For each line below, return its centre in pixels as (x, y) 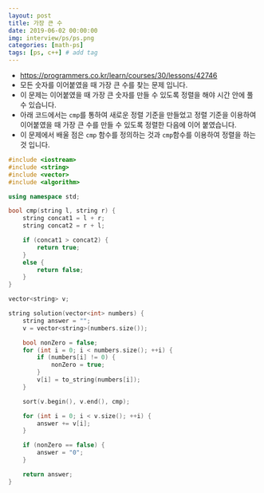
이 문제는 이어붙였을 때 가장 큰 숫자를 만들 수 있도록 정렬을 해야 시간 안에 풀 (136, 95)
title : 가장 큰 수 (35, 23)
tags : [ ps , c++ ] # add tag (53, 53)
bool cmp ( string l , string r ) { (62, 211)
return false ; (60, 270)
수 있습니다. (38, 105)
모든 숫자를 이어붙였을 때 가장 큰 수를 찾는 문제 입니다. (104, 85)
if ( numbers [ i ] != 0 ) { (76, 357)
